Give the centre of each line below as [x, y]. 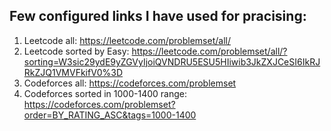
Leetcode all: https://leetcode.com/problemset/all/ [127, 40]
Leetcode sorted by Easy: [76, 51]
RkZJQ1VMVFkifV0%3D [73, 72]
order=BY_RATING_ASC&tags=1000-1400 [110, 115]
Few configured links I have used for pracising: [158, 16]
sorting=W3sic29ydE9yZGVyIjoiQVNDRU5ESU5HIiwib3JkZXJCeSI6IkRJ [172, 61]
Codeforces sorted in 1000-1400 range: [105, 93]
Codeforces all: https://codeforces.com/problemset [130, 83]
